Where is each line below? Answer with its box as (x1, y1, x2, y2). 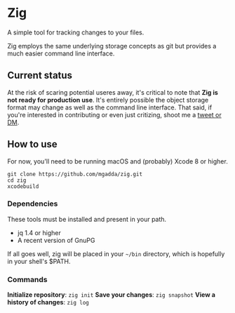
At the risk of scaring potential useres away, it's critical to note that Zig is (7, 88, 219, 96)
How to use (7, 138, 58, 150)
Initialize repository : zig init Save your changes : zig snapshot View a (7, 291, 216, 299)
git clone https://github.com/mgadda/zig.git (7, 171, 142, 178)
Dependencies (7, 199, 58, 208)
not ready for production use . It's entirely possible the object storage (7, 95, 209, 104)
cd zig (7, 177, 27, 184)
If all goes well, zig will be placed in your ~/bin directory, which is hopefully (7, 249, 225, 258)
